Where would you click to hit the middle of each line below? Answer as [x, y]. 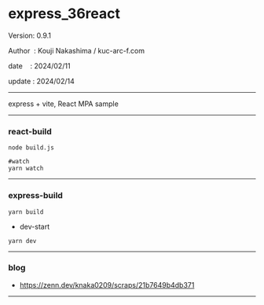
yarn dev [22, 241]
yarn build [26, 212]
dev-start [34, 226]
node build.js [31, 148]
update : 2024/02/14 [41, 81]
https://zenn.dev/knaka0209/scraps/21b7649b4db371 [107, 285]
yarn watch [26, 169]
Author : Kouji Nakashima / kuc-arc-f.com [77, 50]
